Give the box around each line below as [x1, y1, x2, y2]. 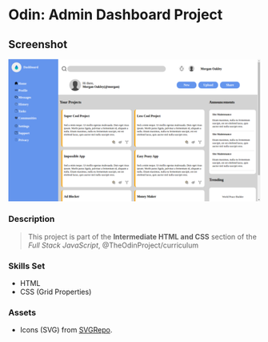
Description [8, 214, 55, 225]
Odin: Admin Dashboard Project [8, 6, 223, 24]
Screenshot [8, 38, 68, 51]
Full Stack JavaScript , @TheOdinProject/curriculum [27, 240, 199, 250]
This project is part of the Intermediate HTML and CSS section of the [27, 231, 258, 241]
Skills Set [8, 260, 46, 272]
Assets [8, 307, 37, 318]
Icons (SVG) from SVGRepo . [19, 325, 113, 335]
